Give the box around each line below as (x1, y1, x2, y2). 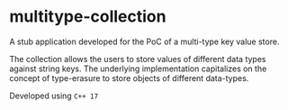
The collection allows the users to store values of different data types (9, 53, 266, 64)
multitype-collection (9, 6, 166, 27)
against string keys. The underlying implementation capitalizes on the (9, 63, 267, 74)
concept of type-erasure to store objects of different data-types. (9, 72, 249, 83)
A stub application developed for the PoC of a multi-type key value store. (9, 36, 280, 47)
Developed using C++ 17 (9, 90, 99, 101)
